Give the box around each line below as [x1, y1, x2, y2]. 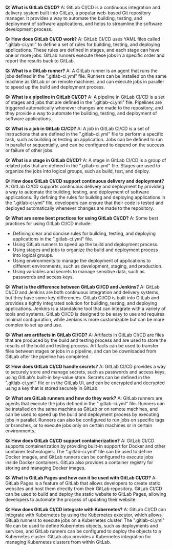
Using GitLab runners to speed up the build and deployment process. [12, 241, 159, 247]
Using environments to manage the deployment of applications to [12, 258, 151, 263]
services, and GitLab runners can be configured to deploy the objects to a [5, 528, 161, 534]
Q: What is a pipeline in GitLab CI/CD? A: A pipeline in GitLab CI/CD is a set [5, 94, 165, 100]
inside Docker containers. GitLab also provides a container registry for [5, 459, 154, 465]
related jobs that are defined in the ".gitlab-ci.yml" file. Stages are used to [5, 163, 160, 168]
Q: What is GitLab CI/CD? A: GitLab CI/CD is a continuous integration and [5, 5, 160, 10]
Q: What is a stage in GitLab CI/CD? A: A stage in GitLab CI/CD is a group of [5, 157, 166, 163]
